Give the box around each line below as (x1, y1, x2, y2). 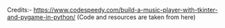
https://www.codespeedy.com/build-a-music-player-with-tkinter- (33, 6, 218, 14)
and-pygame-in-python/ (7, 13, 76, 21)
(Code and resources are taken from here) (77, 13, 196, 21)
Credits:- (7, 6, 32, 14)
